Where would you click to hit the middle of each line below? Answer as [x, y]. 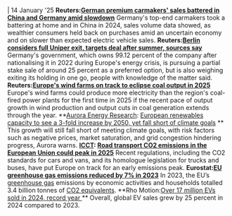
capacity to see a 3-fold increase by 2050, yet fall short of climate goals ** [116, 122]
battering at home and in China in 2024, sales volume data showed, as [109, 25]
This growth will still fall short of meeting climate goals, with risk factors [111, 130]
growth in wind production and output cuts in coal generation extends [108, 108]
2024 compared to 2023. [44, 205]
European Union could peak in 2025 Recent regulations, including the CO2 [116, 152]
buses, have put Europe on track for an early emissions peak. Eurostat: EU [115, 168]
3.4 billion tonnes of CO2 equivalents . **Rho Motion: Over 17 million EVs [111, 190]
